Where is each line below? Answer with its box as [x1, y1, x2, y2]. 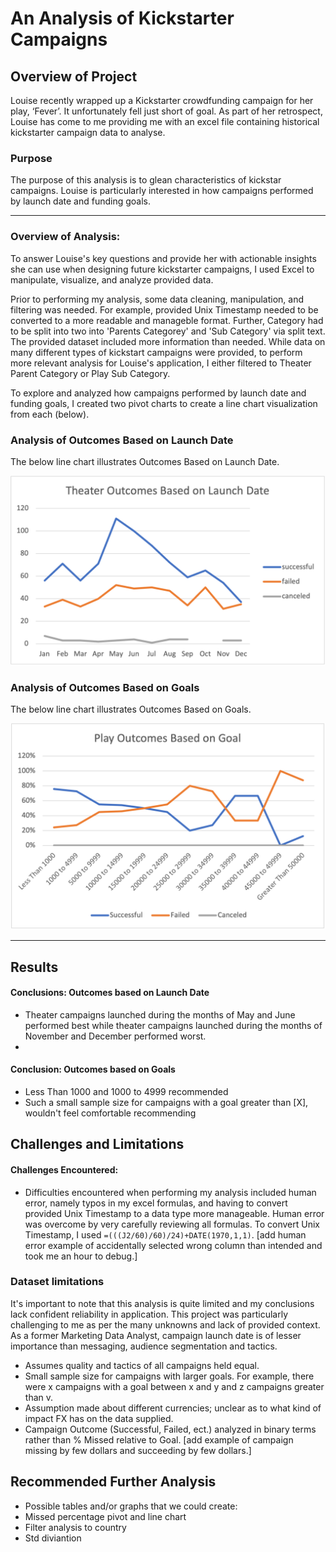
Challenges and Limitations [10, 1136, 185, 1153]
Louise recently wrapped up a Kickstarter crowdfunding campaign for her [10, 95, 314, 106]
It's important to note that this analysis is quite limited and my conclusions [10, 1297, 315, 1309]
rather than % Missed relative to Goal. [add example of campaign [24, 1433, 294, 1446]
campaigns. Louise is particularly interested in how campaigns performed [10, 185, 314, 197]
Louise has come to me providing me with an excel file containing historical [10, 116, 320, 127]
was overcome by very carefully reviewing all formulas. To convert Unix [24, 1218, 320, 1230]
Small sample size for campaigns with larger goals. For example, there [24, 1370, 315, 1382]
